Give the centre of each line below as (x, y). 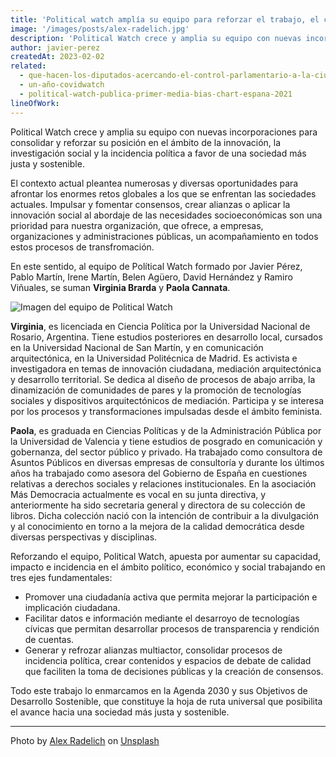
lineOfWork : (35, 103)
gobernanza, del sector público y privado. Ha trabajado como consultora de (166, 452)
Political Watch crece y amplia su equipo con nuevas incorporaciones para (164, 132)
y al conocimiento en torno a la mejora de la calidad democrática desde (157, 526)
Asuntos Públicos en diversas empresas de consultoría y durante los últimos (167, 462)
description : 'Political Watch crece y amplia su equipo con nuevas (156, 38)
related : (28, 66)
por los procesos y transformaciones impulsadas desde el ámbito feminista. (166, 411)
